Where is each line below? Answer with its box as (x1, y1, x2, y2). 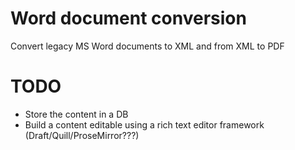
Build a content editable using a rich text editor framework (24, 118, 265, 131)
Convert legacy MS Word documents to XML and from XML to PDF (10, 40, 285, 52)
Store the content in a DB (24, 108, 129, 120)
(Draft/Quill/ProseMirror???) (24, 129, 140, 141)
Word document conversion (10, 7, 247, 30)
